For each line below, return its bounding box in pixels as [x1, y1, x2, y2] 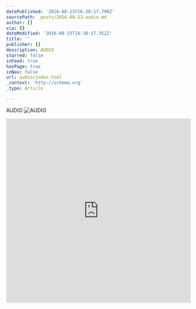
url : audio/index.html [6, 74, 62, 80]
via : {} [6, 25, 25, 31]
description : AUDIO [6, 47, 54, 53]
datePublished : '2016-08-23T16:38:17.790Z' [6, 8, 115, 15]
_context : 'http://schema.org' [6, 80, 83, 86]
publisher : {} [6, 42, 41, 48]
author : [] [6, 19, 33, 25]
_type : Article [6, 86, 44, 91]
